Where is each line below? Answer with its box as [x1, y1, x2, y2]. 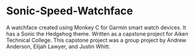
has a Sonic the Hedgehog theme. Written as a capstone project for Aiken [6, 30, 189, 37]
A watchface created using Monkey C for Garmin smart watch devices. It [6, 24, 186, 31]
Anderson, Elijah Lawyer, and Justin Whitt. [6, 43, 111, 50]
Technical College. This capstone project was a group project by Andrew [6, 36, 187, 43]
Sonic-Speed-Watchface [6, 4, 133, 18]
